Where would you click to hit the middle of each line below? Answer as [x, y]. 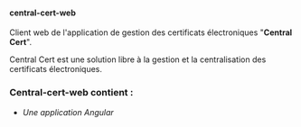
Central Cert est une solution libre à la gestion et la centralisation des [138, 59]
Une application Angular [68, 112]
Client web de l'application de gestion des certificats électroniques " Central [151, 32]
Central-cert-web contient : [71, 93]
